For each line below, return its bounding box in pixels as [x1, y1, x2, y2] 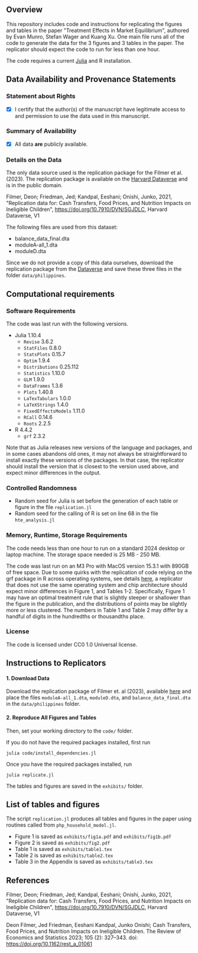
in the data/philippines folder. [6, 701, 81, 708]
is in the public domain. [6, 182, 63, 189]
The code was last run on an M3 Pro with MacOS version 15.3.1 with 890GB [6, 562, 189, 570]
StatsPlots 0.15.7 [23, 350, 66, 357]
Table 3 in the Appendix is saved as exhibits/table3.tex [14, 858, 153, 865]
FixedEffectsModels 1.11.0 [23, 407, 85, 414]
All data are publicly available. [14, 140, 88, 148]
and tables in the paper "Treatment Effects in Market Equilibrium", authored [6, 27, 189, 34]
